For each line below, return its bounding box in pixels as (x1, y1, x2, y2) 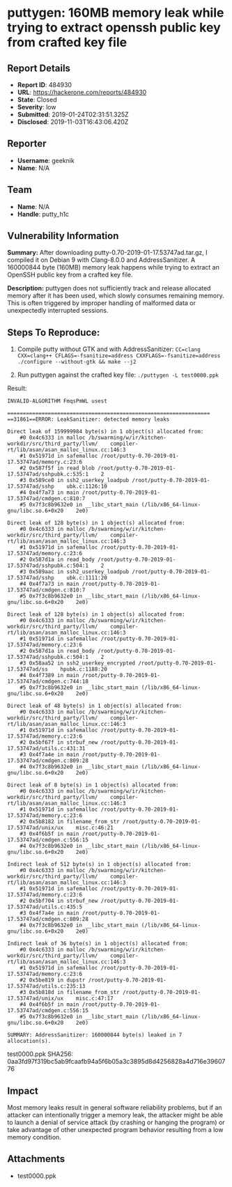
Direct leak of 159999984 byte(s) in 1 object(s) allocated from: (7, 428, 204, 435)
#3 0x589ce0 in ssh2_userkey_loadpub (20, 477, 130, 484)
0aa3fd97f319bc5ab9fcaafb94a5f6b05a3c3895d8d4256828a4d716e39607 (7, 1057, 226, 1066)
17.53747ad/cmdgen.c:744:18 (7, 678, 89, 685)
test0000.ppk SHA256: (7, 1050, 73, 1058)
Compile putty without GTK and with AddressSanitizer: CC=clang (17, 345, 201, 353)
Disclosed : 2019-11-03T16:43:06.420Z (17, 118, 129, 126)
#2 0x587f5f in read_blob (20, 465, 95, 472)
